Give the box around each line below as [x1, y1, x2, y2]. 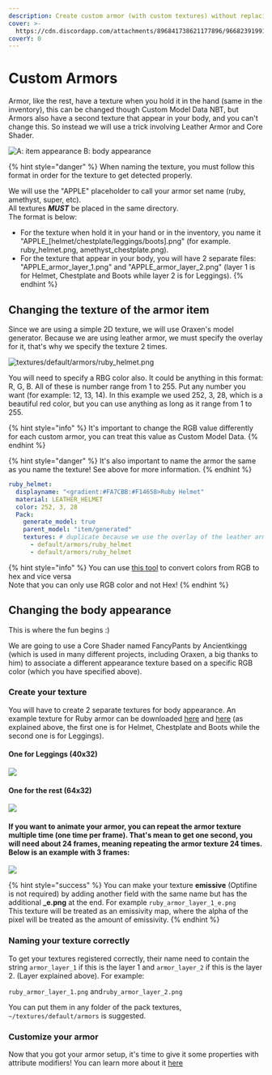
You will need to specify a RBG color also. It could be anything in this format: [8, 373, 264, 382]
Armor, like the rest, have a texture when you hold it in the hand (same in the [8, 96, 263, 106]
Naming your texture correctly [8, 935, 130, 946]
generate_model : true [23, 518, 96, 527]
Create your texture [8, 686, 87, 697]
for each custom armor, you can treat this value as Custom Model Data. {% [8, 432, 258, 442]
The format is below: [8, 212, 78, 222]
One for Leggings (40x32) [8, 749, 98, 759]
